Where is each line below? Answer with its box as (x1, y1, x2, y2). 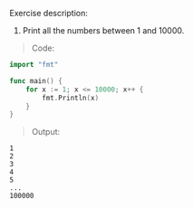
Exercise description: (9, 8, 88, 18)
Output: (31, 127, 61, 137)
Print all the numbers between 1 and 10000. (22, 25, 185, 35)
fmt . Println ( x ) (42, 93, 100, 102)
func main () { (9, 76, 63, 85)
